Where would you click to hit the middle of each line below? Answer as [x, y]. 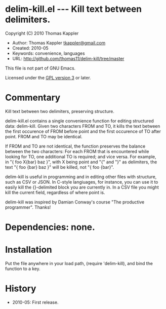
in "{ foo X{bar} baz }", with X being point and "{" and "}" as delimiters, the [81, 162]
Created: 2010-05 [30, 48]
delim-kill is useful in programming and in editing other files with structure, [81, 177]
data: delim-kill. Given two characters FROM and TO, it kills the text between [83, 126]
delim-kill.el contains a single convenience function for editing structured [80, 121]
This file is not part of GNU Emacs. [40, 68]
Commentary [33, 98]
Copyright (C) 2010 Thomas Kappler [42, 33]
